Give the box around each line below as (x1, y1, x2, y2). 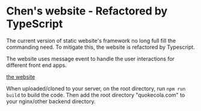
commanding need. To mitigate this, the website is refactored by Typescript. (6, 43, 196, 51)
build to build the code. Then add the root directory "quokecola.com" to (6, 91, 185, 98)
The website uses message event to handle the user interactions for (6, 55, 175, 62)
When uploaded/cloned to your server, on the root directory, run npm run (6, 84, 186, 92)
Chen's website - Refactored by (6, 4, 168, 18)
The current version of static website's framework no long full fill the (6, 37, 176, 44)
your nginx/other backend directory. (6, 98, 96, 105)
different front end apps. (6, 62, 67, 69)
